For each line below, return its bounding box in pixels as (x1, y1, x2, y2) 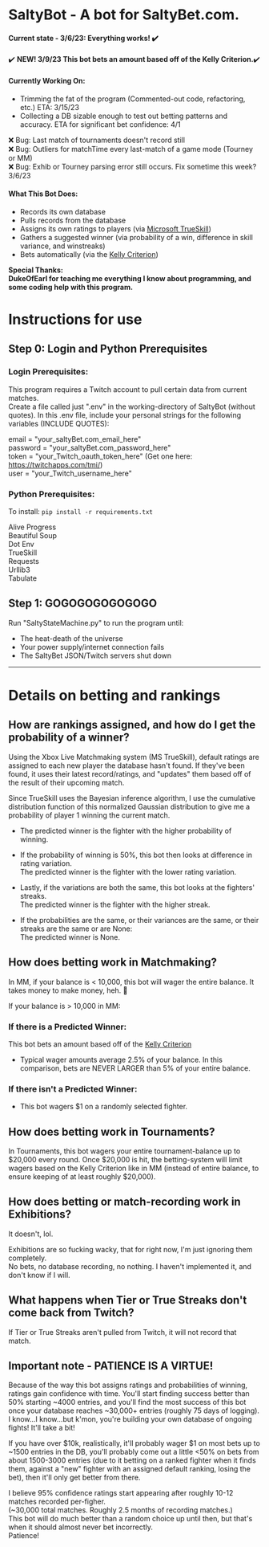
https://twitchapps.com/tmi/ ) (8, 459, 103, 469)
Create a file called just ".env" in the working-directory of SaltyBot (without (8, 402, 256, 411)
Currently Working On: (8, 76, 86, 85)
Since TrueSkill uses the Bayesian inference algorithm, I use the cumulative (8, 793, 256, 802)
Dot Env (8, 539, 34, 549)
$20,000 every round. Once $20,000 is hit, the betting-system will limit (8, 1155, 243, 1164)
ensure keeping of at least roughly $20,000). (8, 1172, 156, 1182)
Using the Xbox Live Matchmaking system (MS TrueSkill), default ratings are (8, 752, 260, 761)
